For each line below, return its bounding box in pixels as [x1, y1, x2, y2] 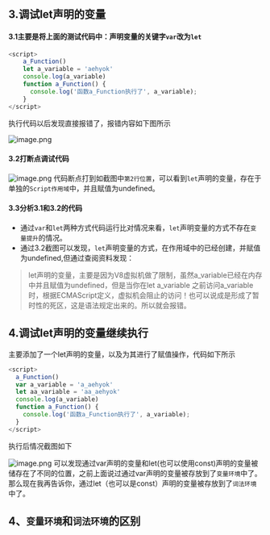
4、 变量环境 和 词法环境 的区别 [8, 515, 141, 529]
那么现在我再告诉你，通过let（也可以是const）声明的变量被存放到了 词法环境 [8, 479, 257, 488]
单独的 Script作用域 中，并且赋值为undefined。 [8, 183, 160, 193]
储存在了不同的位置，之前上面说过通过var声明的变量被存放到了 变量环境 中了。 [8, 468, 262, 478]
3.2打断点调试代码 [8, 154, 70, 164]
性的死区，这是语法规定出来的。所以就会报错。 [35, 301, 191, 310]
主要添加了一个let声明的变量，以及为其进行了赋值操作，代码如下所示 [8, 349, 236, 359]
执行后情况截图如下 [8, 441, 73, 450]
